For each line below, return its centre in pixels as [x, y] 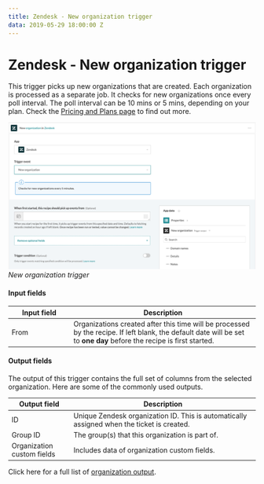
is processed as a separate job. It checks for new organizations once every [130, 95]
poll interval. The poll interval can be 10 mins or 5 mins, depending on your [129, 103]
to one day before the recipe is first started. [144, 341]
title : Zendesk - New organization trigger [81, 16]
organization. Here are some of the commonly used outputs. [106, 387]
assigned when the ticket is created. [132, 423]
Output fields [30, 361]
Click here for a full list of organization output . [82, 471]
